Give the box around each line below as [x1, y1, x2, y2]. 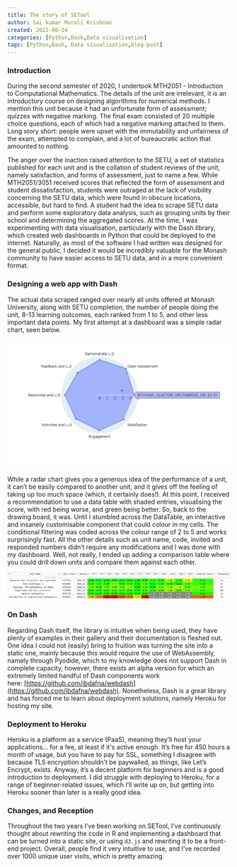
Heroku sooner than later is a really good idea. [7, 788, 143, 797]
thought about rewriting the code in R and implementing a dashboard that [7, 829, 221, 838]
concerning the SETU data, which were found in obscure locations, [7, 194, 203, 202]
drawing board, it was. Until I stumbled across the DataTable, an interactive [7, 512, 226, 521]
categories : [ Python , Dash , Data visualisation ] [7, 34, 147, 41]
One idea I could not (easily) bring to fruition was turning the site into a [7, 641, 214, 649]
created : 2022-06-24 [7, 26, 69, 33]
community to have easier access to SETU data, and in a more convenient [7, 254, 223, 263]
